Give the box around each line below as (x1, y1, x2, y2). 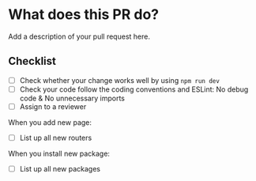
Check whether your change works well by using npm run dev (19, 75, 220, 85)
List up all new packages (19, 164, 101, 173)
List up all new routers (19, 133, 92, 142)
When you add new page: (8, 117, 92, 127)
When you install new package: (8, 149, 111, 158)
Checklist (8, 55, 57, 68)
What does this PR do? (8, 6, 160, 24)
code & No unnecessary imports (19, 93, 125, 103)
